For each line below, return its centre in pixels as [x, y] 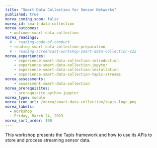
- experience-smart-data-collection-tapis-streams [68, 74]
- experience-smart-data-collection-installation [67, 70]
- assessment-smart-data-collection [52, 83]
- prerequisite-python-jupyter [46, 93]
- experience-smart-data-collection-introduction [67, 61]
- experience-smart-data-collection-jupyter [61, 65]
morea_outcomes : [22, 28]
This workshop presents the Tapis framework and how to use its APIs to [79, 135]
